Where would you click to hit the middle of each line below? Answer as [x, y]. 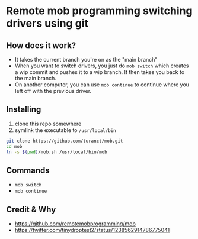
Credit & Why [31, 209]
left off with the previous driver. [53, 91]
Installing [24, 110]
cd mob [14, 146]
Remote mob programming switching [99, 11]
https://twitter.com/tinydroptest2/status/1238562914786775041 [92, 230]
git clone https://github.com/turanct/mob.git [65, 141]
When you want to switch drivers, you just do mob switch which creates [102, 66]
